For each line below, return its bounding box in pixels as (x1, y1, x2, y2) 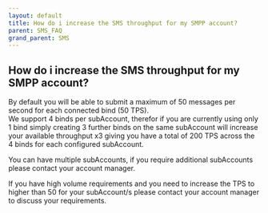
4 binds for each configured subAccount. (8, 140, 144, 149)
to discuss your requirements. (8, 196, 106, 206)
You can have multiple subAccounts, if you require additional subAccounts (8, 155, 254, 164)
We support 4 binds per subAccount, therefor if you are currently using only (8, 114, 258, 124)
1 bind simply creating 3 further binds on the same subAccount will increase (8, 123, 258, 132)
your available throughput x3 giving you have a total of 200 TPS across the (8, 131, 255, 140)
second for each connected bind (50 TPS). (8, 105, 150, 116)
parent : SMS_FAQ (8, 26, 62, 34)
